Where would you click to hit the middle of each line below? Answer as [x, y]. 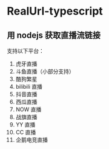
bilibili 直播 [29, 87]
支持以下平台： [25, 51]
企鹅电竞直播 [31, 140]
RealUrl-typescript [55, 11]
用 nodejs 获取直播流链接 [54, 35]
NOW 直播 [28, 109]
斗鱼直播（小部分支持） [45, 71]
